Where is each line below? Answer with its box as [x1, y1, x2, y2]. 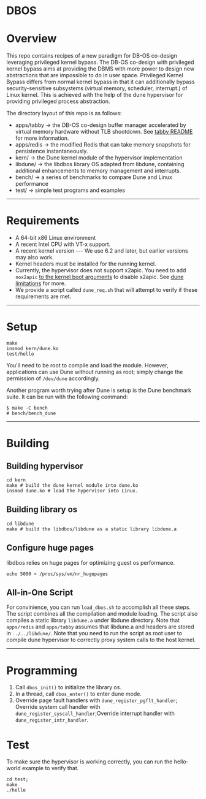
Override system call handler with [15, 703, 101, 711]
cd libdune [6, 521, 34, 527]
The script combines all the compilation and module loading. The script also [6, 610, 198, 617]
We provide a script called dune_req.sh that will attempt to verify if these [15, 286, 198, 294]
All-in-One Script [6, 587, 74, 598]
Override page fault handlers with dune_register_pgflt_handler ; [15, 697, 178, 704]
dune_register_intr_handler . [15, 716, 89, 724]
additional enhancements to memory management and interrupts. [15, 167, 181, 175]
